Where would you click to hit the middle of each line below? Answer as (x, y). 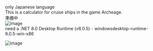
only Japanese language (30, 7)
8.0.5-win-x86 (20, 34)
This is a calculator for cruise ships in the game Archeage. (64, 12)
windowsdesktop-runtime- (121, 28)
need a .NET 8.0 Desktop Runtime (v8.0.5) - (49, 28)
